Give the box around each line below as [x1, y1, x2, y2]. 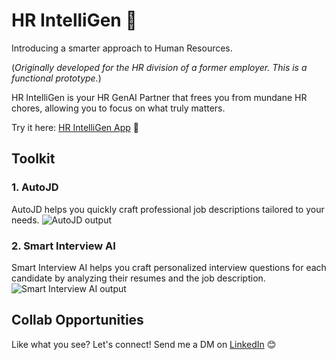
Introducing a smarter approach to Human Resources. [11, 42, 233, 54]
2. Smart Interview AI [11, 239, 116, 253]
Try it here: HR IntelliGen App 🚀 [11, 121, 139, 133]
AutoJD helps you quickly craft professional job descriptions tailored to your [11, 203, 325, 215]
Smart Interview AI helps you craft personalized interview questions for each [11, 261, 327, 273]
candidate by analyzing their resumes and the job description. [11, 272, 266, 284]
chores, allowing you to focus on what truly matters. [11, 102, 226, 114]
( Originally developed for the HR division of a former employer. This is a [11, 61, 308, 73]
